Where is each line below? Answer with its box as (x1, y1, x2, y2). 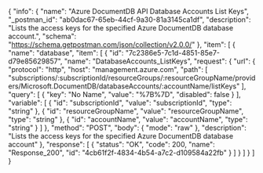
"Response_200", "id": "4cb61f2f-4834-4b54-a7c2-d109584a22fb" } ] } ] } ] (8, 148, 255, 157)
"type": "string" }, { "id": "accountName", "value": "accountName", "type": (8, 115, 249, 124)
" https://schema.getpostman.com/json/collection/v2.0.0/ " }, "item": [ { (8, 40, 236, 49)
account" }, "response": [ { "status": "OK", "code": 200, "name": (8, 140, 216, 149)
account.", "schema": (8, 31, 77, 41)
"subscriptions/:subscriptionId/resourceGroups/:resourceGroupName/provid (8, 74, 256, 82)
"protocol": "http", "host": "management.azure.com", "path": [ (8, 65, 208, 74)
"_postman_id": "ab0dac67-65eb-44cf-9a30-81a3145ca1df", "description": (8, 15, 251, 24)
